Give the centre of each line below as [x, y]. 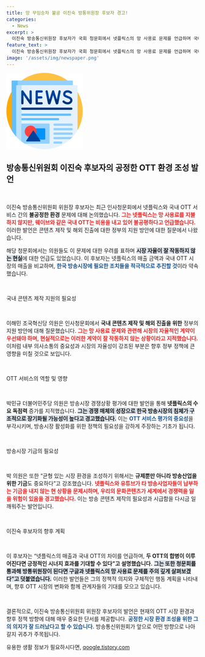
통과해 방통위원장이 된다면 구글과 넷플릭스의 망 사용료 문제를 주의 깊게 [88, 571]
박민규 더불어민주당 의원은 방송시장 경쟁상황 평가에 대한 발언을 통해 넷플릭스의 [99, 403]
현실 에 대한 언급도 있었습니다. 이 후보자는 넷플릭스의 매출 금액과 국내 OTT [100, 258]
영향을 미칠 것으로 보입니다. [39, 354]
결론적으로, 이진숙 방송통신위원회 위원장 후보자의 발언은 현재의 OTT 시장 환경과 [100, 611]
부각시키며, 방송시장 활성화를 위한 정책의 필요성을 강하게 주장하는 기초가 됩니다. [101, 426]
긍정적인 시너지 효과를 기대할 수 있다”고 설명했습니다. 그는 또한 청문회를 [112, 563]
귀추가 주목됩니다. [39, 634]
